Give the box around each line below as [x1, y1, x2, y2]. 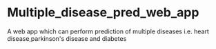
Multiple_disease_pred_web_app [7, 5, 199, 20]
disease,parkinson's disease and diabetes [7, 34, 127, 42]
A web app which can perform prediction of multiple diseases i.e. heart [7, 27, 209, 35]
